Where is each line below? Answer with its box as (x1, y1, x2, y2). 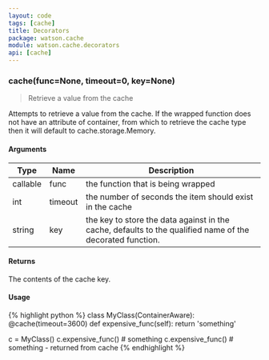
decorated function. (85, 234, 160, 245)
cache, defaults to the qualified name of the (85, 224, 250, 235)
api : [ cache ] (8, 49, 52, 57)
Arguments (8, 144, 47, 154)
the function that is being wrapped (85, 178, 215, 189)
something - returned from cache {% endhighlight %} (8, 342, 186, 352)
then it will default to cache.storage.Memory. (8, 126, 156, 136)
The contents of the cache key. (8, 274, 111, 284)
